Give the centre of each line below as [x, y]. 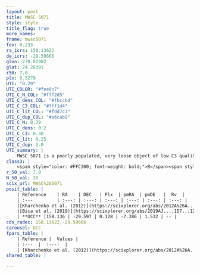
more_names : [21, 34]
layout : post [22, 12]
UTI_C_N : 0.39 [24, 123]
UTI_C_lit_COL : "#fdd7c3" [38, 111]
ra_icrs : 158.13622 [30, 51]
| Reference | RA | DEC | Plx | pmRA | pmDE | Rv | [101, 194]
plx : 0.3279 [21, 78]
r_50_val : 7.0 [24, 173]
